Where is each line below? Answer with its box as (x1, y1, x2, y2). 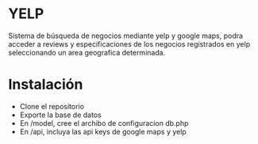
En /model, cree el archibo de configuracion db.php (19, 118, 189, 127)
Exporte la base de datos (19, 110, 102, 119)
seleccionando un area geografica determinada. (8, 47, 166, 57)
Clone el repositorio (19, 101, 85, 111)
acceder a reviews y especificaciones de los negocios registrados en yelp (8, 39, 251, 48)
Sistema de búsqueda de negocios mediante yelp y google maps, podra (8, 31, 244, 40)
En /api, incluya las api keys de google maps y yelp (19, 127, 187, 136)
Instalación (8, 76, 83, 93)
